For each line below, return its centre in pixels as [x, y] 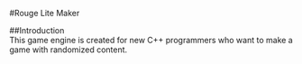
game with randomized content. [69, 50]
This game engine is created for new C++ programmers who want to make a [151, 40]
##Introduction [37, 30]
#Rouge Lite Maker [45, 13]
